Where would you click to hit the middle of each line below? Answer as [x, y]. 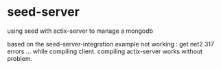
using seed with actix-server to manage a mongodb [80, 31]
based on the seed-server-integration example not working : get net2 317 [111, 44]
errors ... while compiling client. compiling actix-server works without [105, 51]
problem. [20, 58]
